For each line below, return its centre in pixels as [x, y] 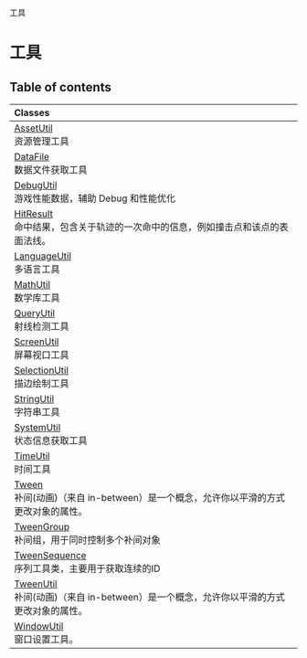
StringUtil [34, 399]
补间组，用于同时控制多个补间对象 [88, 540]
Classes [32, 113]
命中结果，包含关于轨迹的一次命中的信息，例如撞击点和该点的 [147, 227]
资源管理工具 [42, 141]
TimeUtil [32, 456]
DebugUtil [36, 185]
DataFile [32, 157]
